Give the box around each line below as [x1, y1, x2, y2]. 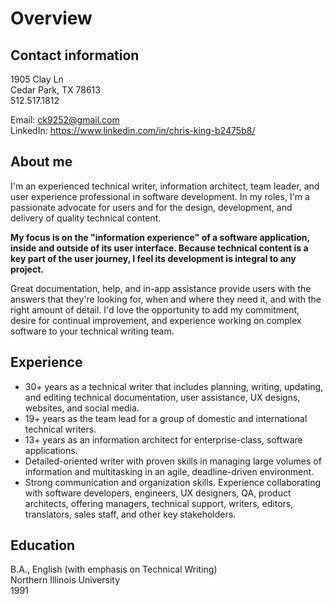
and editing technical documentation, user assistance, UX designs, [24, 391, 301, 403]
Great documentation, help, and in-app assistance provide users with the [10, 282, 312, 294]
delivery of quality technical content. [10, 212, 162, 224]
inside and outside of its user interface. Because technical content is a [10, 242, 309, 254]
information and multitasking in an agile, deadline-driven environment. [24, 465, 315, 477]
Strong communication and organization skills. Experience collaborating [24, 476, 322, 488]
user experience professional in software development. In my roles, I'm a [10, 190, 310, 202]
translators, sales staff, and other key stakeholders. [24, 508, 237, 520]
